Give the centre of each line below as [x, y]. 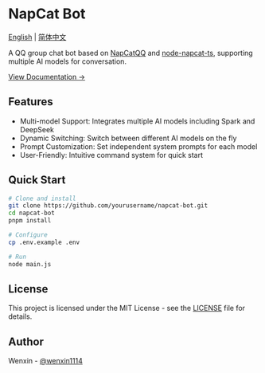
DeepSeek [37, 129]
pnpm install [30, 221]
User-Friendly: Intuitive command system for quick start [111, 155]
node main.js [30, 264]
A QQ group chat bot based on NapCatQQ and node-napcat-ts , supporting [131, 53]
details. [20, 316]
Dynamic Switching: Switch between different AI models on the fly [128, 138]
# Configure [28, 235]
